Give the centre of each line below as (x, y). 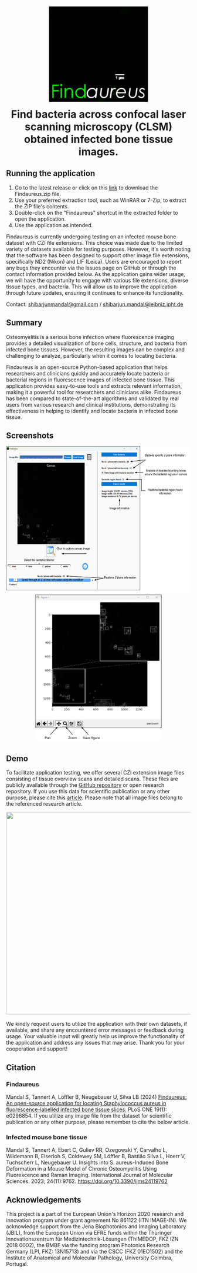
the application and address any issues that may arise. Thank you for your (95, 1043)
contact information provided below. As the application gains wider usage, (96, 274)
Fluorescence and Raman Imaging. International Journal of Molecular (89, 1175)
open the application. (40, 219)
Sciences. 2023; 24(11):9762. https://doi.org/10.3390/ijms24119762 (87, 1181)
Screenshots (30, 436)
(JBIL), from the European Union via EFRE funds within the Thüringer (89, 1233)
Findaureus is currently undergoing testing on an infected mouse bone (91, 237)
